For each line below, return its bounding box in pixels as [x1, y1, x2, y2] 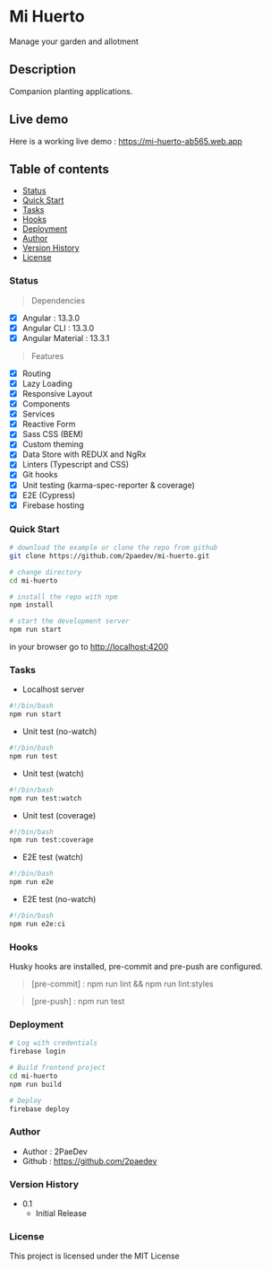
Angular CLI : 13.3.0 [21, 322, 95, 333]
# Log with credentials [9, 1038, 98, 1047]
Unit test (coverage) [21, 810, 97, 820]
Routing [21, 368, 52, 379]
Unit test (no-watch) [21, 726, 97, 737]
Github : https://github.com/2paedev [21, 1155, 157, 1166]
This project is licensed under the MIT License [9, 1250, 181, 1262]
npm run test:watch [9, 793, 82, 802]
